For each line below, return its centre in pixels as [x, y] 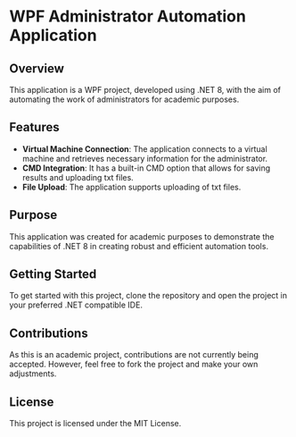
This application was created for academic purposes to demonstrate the [142, 236]
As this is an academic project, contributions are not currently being [134, 355]
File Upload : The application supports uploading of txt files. [132, 187]
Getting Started [53, 274]
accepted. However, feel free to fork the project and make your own [134, 365]
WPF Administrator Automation [128, 17]
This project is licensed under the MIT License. [95, 424]
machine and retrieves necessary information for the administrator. [145, 158]
